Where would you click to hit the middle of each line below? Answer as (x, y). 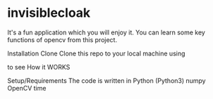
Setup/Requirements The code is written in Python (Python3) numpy (107, 80)
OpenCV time (27, 88)
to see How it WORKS (39, 67)
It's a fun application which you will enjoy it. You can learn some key (107, 32)
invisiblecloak (49, 13)
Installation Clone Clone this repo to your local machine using (96, 53)
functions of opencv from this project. (62, 39)
